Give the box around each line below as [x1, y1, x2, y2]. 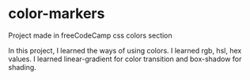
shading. [8, 62, 37, 71]
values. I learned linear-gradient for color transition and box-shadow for [8, 54, 242, 64]
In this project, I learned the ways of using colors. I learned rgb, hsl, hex [8, 45, 242, 55]
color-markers [8, 5, 105, 23]
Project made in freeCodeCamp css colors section [8, 31, 172, 40]
